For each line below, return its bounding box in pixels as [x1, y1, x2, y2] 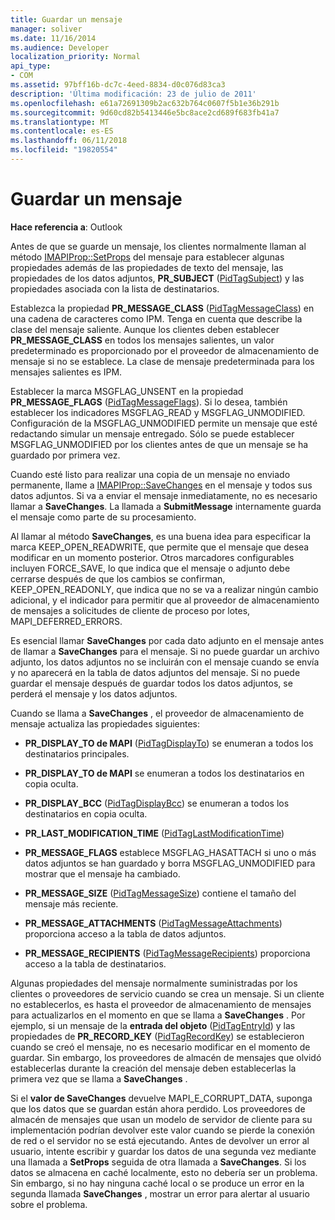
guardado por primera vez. [10, 449, 121, 461]
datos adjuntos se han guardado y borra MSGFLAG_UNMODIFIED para [24, 857, 316, 869]
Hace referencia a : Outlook [10, 221, 123, 233]
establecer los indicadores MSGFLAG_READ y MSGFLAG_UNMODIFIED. [10, 406, 306, 418]
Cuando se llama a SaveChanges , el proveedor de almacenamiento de [10, 707, 305, 719]
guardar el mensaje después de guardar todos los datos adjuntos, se [10, 677, 293, 689]
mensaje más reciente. [24, 897, 119, 910]
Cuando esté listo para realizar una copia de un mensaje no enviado [10, 468, 291, 480]
